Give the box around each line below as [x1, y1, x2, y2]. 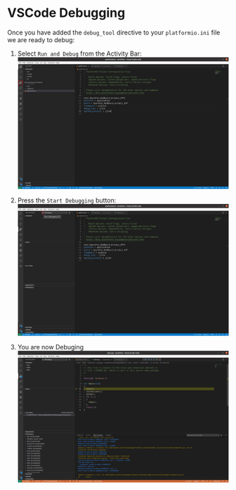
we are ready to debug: [7, 35, 75, 44]
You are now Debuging [17, 342, 84, 351]
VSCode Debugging [7, 5, 126, 21]
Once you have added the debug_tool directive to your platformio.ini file [7, 28, 221, 37]
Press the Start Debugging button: [17, 196, 117, 205]
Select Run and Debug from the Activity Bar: [17, 49, 142, 58]
